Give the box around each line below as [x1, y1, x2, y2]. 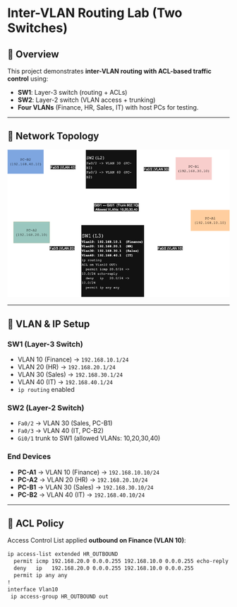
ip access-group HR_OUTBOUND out [10, 593, 109, 601]
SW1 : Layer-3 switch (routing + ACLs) [17, 88, 128, 96]
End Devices [7, 451, 51, 461]
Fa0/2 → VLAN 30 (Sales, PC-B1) [17, 419, 113, 427]
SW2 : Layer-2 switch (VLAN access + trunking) [17, 96, 156, 104]
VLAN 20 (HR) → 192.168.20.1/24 [17, 362, 116, 371]
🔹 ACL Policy [7, 517, 65, 529]
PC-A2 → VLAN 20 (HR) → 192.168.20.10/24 [17, 475, 148, 484]
